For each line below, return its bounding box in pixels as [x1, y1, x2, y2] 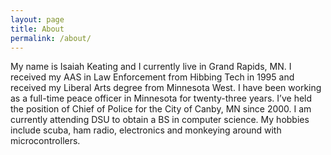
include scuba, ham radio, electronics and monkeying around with [10, 124, 282, 136]
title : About [10, 24, 65, 34]
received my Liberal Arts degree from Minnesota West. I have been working [10, 82, 322, 94]
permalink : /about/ [10, 33, 92, 43]
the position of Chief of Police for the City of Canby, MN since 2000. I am [10, 103, 312, 115]
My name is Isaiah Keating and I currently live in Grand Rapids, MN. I [10, 61, 292, 73]
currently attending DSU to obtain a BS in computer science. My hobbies [10, 114, 310, 126]
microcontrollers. [10, 135, 81, 147]
